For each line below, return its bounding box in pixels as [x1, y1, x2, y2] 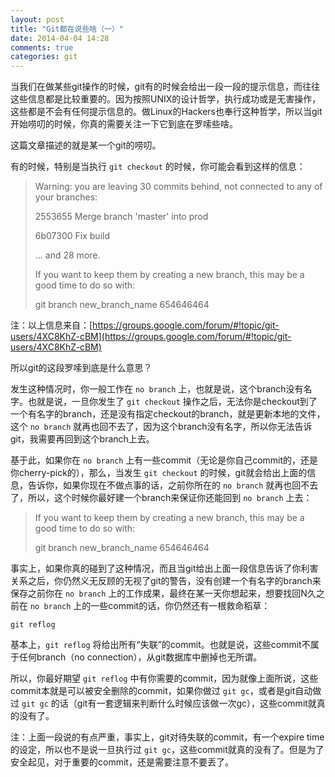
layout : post [10, 14, 65, 25]
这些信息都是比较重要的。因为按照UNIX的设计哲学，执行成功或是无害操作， [10, 93, 322, 105]
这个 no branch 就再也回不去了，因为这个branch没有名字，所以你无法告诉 [10, 421, 313, 433]
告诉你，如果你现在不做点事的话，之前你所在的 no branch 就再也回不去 [27, 479, 319, 491]
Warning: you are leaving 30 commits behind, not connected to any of [34, 181, 323, 193]
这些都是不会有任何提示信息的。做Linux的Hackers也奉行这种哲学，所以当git [10, 106, 323, 118]
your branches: [34, 191, 98, 203]
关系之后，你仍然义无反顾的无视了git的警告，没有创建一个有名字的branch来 [10, 575, 322, 587]
